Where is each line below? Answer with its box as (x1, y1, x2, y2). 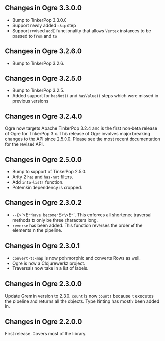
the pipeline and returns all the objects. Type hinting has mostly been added (5, 298, 160, 304)
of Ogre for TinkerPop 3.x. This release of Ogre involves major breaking (5, 131, 150, 137)
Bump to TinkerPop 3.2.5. (12, 87, 64, 93)
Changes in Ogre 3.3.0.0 (5, 4, 82, 12)
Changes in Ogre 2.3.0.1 (5, 242, 80, 250)
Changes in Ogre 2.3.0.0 (5, 280, 82, 288)
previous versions (12, 98, 49, 104)
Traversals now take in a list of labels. (12, 265, 89, 271)
